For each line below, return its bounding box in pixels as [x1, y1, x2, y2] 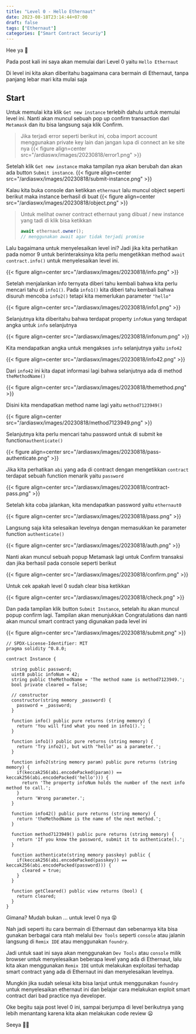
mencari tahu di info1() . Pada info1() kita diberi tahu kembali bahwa [6, 286, 174, 293]
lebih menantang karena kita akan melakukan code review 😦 [6, 1009, 154, 1017]
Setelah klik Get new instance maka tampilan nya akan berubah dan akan [6, 163, 183, 170]
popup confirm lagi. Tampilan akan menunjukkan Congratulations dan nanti [6, 611, 188, 618]
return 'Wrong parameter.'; [16, 795, 85, 801]
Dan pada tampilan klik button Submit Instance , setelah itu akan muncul [6, 605, 180, 612]
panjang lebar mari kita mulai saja [6, 76, 87, 83]
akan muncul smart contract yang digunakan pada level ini [6, 617, 147, 625]
